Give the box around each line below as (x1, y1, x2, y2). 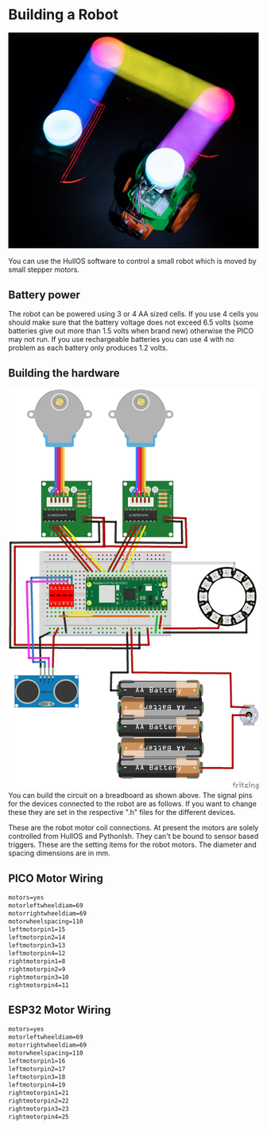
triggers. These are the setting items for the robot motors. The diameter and (8, 840, 257, 850)
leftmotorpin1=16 (8, 1057, 66, 1065)
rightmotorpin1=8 (8, 958, 66, 966)
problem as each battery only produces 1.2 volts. (8, 343, 168, 352)
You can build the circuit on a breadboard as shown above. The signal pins (8, 791, 253, 801)
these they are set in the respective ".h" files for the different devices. (8, 808, 236, 817)
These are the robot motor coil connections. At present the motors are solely (8, 823, 259, 832)
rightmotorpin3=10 (8, 974, 69, 981)
